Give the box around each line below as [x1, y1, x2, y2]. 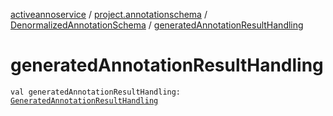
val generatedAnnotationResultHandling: [10, 87, 182, 97]
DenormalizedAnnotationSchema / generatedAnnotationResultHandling [10, 19, 304, 31]
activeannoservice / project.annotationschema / [10, 9, 208, 20]
